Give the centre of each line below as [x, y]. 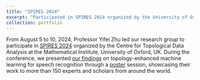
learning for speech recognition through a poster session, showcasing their [98, 65]
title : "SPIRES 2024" [33, 12]
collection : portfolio [34, 23]
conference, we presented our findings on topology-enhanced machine [94, 58]
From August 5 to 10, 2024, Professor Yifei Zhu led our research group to [95, 40]
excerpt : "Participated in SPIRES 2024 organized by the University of [97, 17]
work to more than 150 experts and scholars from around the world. [89, 71]
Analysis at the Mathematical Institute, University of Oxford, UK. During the [98, 52]
